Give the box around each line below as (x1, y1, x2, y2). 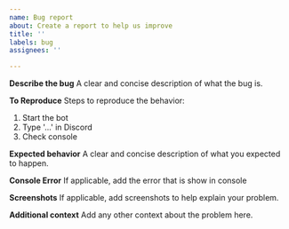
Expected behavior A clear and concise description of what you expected (9, 148, 281, 160)
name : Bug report (9, 12, 74, 22)
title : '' (9, 29, 46, 38)
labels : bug (9, 37, 53, 47)
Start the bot (21, 113, 68, 123)
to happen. (9, 158, 49, 169)
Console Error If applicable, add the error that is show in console (9, 175, 247, 186)
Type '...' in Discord (21, 122, 93, 133)
